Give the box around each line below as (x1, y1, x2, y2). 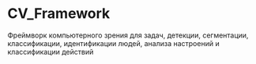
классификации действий (7, 47, 94, 56)
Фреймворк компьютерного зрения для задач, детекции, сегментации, (7, 30, 249, 40)
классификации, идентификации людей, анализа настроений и (7, 38, 220, 48)
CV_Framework (7, 5, 111, 23)
